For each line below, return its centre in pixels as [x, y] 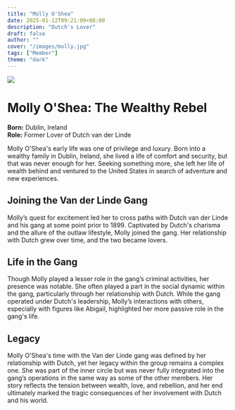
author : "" [23, 40]
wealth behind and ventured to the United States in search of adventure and [117, 170]
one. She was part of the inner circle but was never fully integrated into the [116, 371]
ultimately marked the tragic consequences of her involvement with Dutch [114, 393]
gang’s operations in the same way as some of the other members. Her [110, 378]
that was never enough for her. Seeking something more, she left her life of [116, 163]
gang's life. [24, 316]
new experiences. [33, 178]
